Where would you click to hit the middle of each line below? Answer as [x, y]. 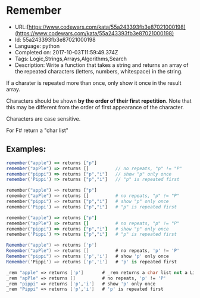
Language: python [37, 46]
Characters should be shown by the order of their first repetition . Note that [99, 101]
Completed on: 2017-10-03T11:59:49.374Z [66, 52]
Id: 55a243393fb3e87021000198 [55, 39]
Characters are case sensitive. [43, 119]
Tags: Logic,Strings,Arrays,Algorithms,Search [71, 59]
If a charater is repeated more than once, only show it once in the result [94, 83]
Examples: [26, 149]
